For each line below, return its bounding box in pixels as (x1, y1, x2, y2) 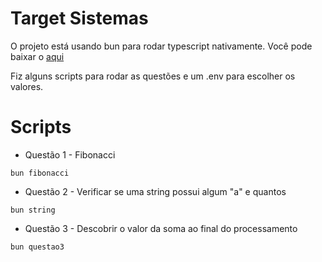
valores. (10, 80, 44, 92)
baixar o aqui (10, 50, 65, 62)
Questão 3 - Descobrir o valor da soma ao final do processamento (24, 222, 298, 234)
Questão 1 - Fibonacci (24, 148, 116, 161)
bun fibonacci (10, 168, 70, 178)
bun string (10, 205, 56, 215)
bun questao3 (10, 242, 65, 252)
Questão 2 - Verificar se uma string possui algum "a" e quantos (24, 185, 287, 197)
